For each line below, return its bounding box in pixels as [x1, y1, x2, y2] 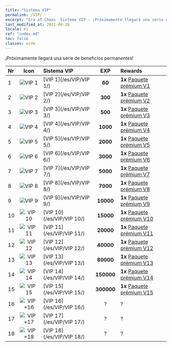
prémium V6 [120, 156, 150, 163]
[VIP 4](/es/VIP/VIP [43, 120, 90, 127]
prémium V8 [120, 185, 150, 192]
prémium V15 [120, 288, 154, 296]
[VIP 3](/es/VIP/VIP [43, 105, 90, 112]
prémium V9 [120, 200, 150, 207]
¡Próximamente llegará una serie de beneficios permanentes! [5, 55, 134, 61]
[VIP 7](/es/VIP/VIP [43, 164, 90, 171]
